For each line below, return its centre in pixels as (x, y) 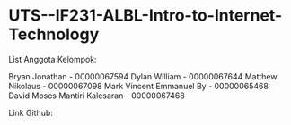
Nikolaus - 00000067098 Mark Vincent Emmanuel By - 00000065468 (138, 86)
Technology (54, 34)
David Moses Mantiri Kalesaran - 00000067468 (97, 96)
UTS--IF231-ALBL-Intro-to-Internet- (145, 16)
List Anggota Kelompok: (53, 59)
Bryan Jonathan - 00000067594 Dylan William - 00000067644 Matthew (143, 76)
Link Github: (31, 112)
